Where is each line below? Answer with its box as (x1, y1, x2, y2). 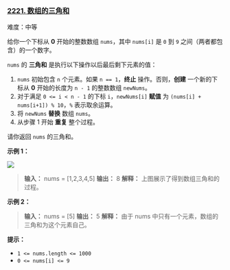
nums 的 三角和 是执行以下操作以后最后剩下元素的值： (7, 60, 157, 69)
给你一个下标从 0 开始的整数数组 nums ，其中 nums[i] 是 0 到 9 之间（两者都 (7, 38, 217, 46)
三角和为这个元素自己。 (23, 221, 91, 229)
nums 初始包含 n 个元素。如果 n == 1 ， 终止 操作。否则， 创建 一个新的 (16, 75, 212, 84)
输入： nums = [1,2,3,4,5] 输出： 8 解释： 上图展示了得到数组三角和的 (23, 175, 220, 183)
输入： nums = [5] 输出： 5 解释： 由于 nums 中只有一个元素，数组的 (23, 212, 218, 221)
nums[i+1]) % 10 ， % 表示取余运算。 (16, 101, 117, 109)
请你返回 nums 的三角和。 (7, 132, 78, 141)
